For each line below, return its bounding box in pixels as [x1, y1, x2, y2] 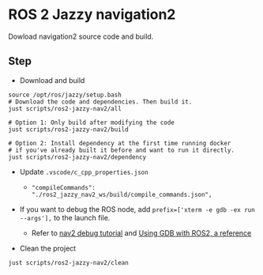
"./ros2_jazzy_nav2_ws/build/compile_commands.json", [31, 190, 212, 198]
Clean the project [19, 243, 77, 253]
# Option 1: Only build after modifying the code [8, 119, 175, 126]
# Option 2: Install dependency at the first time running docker [8, 139, 231, 147]
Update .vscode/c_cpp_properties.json [19, 167, 148, 176]
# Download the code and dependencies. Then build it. [8, 97, 193, 106]
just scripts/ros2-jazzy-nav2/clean [8, 258, 129, 266]
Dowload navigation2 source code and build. [8, 32, 154, 41]
